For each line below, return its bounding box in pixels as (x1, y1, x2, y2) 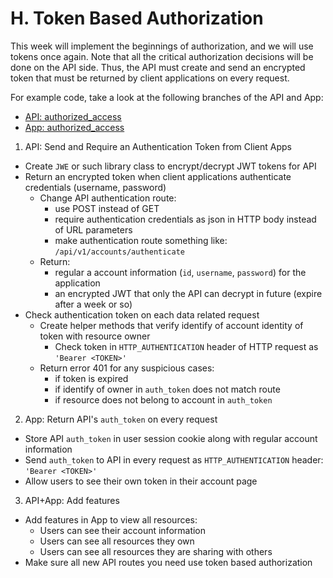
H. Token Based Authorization (10, 7, 264, 30)
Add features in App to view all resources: (24, 513, 198, 526)
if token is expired (54, 372, 129, 384)
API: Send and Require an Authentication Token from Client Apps (24, 140, 292, 152)
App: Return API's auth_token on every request (24, 413, 218, 425)
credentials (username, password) (24, 181, 167, 193)
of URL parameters (54, 223, 133, 236)
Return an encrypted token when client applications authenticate (24, 170, 292, 182)
